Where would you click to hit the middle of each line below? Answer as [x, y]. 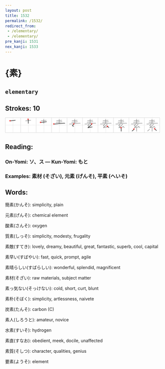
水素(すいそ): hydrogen [28, 330]
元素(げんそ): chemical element [37, 215]
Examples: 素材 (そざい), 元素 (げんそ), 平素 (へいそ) [66, 176]
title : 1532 [17, 15]
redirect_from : [21, 26]
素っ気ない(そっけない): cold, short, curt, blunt [52, 288]
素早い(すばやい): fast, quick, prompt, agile [48, 257]
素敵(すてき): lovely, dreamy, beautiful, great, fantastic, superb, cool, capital [82, 246]
